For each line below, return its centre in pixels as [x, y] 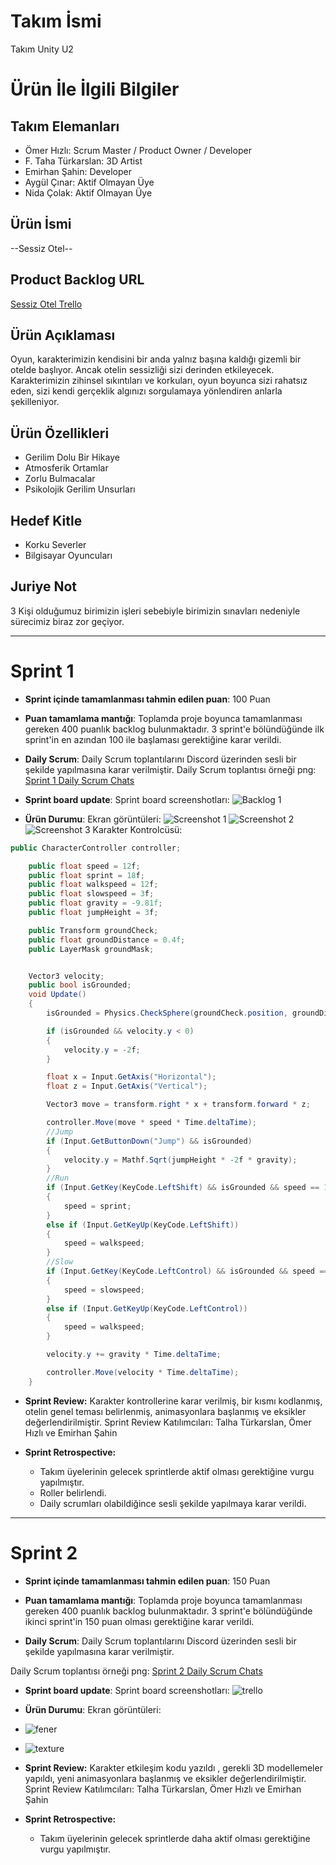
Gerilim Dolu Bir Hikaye [72, 457]
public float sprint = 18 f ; [86, 875]
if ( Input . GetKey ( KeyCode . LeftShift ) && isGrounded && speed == [183, 1188]
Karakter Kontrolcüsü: [137, 829]
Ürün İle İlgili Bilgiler [95, 89]
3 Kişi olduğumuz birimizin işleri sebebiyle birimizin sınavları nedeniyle [155, 611]
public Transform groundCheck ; [93, 930]
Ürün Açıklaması [63, 335]
